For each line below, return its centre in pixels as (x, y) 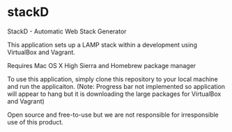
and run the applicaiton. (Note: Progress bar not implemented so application (116, 86)
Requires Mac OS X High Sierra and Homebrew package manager (102, 65)
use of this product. (36, 122)
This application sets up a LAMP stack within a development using (102, 44)
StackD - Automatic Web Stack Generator (67, 31)
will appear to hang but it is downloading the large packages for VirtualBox (114, 94)
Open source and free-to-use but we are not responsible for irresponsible (113, 115)
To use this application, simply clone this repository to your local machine (113, 79)
